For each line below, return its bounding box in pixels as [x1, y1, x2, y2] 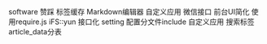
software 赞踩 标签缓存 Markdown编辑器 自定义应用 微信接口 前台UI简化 [8, 7, 250, 16]
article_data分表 [8, 27, 63, 36]
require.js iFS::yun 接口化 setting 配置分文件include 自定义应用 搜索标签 [15, 17, 255, 26]
